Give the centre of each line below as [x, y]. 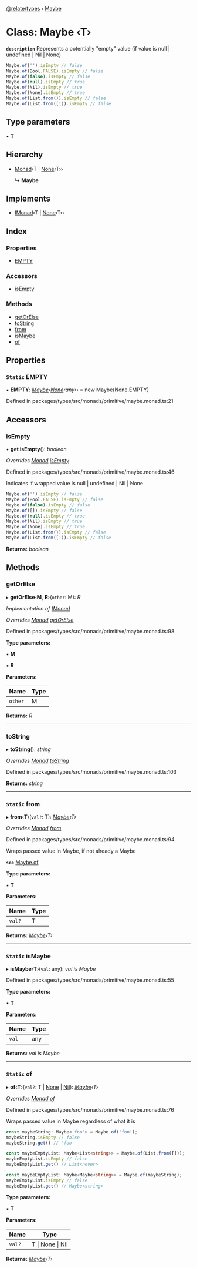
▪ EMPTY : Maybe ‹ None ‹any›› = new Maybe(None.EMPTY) [78, 390]
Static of [19, 1074]
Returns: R [19, 716]
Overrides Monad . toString [38, 760]
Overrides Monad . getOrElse [40, 620]
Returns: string [24, 783]
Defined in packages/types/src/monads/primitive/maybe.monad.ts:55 [90, 980]
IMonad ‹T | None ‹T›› [39, 213]
